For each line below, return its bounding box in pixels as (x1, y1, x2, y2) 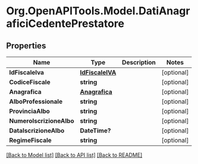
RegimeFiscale (9, 136, 52, 144)
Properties (6, 41, 46, 51)
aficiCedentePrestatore (6, 17, 125, 30)
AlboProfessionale (9, 97, 63, 106)
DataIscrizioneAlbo (9, 126, 65, 135)
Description (121, 58, 156, 66)
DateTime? (80, 126, 111, 135)
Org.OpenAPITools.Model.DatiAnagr (6, 4, 190, 18)
